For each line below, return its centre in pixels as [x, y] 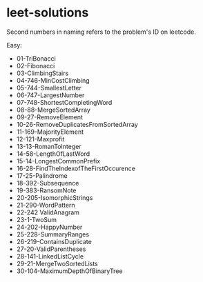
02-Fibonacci [36, 66]
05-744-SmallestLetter [49, 88]
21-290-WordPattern [46, 205]
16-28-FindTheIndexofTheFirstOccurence [76, 168]
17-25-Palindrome [42, 175]
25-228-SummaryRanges [53, 234]
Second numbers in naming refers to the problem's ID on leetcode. [101, 32]
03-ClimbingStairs [42, 73]
